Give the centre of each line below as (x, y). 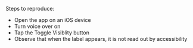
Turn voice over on (37, 26)
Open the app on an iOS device (52, 20)
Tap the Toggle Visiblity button (52, 33)
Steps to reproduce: (30, 9)
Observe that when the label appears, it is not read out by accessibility (101, 39)
